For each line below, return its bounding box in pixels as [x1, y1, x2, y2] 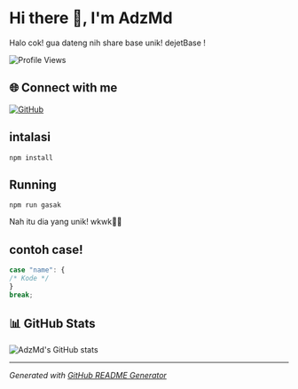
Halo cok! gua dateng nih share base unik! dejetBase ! [9, 37, 207, 48]
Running [9, 177, 58, 192]
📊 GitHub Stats [9, 316, 96, 331]
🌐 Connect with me [9, 80, 118, 96]
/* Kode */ [9, 274, 50, 283]
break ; [9, 290, 34, 299]
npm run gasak [9, 201, 62, 210]
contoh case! [9, 242, 83, 257]
